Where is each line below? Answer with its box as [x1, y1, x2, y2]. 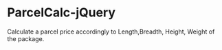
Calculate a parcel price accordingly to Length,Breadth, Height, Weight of [7, 27, 215, 36]
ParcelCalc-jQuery [7, 5, 115, 21]
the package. [7, 34, 45, 42]
